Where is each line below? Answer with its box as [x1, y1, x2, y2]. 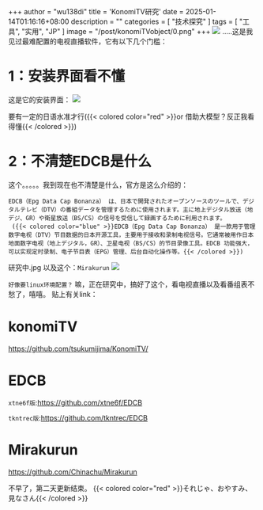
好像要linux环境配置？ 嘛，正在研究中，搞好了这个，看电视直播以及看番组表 [8, 280, 248, 289]
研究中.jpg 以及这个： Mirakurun [8, 262, 110, 272]
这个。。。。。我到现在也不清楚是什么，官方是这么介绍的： [8, 180, 188, 189]
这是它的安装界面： [8, 94, 71, 105]
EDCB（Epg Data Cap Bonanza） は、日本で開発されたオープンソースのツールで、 [8, 197, 243, 205]
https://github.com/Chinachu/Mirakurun [8, 466, 138, 477]
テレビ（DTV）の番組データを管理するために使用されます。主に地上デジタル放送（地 [19, 205, 254, 214]
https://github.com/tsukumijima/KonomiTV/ [8, 344, 148, 353]
